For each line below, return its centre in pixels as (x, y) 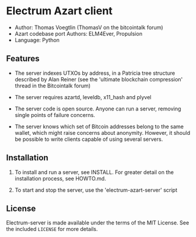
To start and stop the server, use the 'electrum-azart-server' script (96, 190)
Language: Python (37, 40)
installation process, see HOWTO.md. (60, 178)
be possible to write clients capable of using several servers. (89, 139)
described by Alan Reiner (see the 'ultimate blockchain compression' (99, 79)
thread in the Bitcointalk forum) (52, 86)
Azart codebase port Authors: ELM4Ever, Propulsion (78, 33)
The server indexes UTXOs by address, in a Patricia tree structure (95, 73)
